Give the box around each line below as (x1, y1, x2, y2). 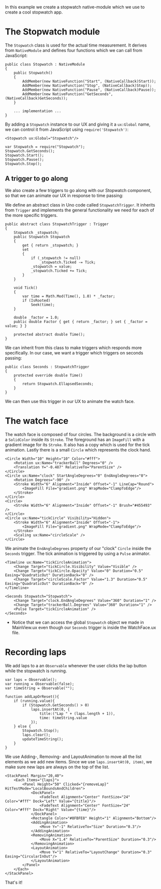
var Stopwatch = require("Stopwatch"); (5, 144, 85, 149)
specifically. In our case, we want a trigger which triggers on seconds (5, 350, 144, 356)
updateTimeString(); (22, 737, 64, 742)
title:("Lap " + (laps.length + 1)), (39, 711, 116, 716)
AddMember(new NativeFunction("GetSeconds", (22, 92, 113, 97)
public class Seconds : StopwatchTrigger (5, 364, 90, 369)
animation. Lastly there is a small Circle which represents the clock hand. (5, 447, 151, 453)
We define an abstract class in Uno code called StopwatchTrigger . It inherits (5, 202, 155, 208)
